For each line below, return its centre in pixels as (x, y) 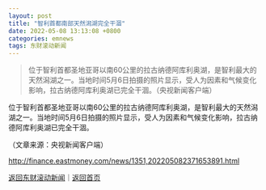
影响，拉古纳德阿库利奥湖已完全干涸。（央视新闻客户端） (122, 91)
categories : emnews (41, 38)
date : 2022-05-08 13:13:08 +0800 (65, 31)
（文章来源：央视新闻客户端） (58, 145)
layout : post (30, 16)
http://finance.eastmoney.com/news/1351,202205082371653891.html (124, 161)
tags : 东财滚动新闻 (38, 46)
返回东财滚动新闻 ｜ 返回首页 (55, 178)
